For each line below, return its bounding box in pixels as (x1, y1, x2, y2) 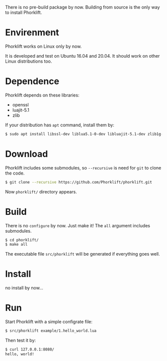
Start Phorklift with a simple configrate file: (5, 319, 93, 325)
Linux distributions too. (5, 58, 52, 64)
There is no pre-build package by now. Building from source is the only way (5, 4, 160, 10)
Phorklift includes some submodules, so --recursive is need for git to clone (5, 165, 162, 171)
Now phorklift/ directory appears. (5, 188, 77, 194)
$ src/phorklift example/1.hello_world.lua (5, 328, 97, 334)
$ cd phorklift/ (5, 237, 39, 243)
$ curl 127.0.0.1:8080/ (5, 347, 55, 352)
